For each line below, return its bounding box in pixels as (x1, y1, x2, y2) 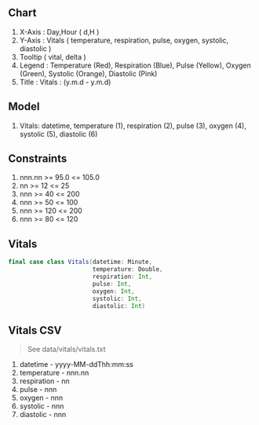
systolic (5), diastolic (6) (19, 129, 98, 138)
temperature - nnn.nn (19, 368, 89, 378)
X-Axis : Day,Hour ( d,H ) (19, 27, 100, 36)
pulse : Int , (92, 280, 132, 288)
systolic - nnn (19, 401, 64, 411)
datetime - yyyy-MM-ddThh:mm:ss (19, 360, 133, 369)
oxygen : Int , (92, 287, 135, 295)
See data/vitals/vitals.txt (27, 345, 106, 354)
